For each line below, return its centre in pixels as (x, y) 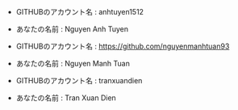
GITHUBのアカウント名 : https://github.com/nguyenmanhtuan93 (123, 46)
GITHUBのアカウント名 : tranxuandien (79, 80)
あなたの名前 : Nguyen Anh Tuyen (72, 29)
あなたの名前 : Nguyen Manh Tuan (73, 63)
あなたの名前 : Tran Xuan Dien (66, 98)
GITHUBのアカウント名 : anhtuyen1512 (79, 12)
